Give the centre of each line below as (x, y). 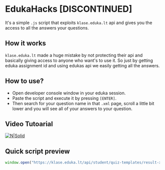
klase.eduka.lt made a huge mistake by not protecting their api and (74, 55)
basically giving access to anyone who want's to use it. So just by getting (79, 60)
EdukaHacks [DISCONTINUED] (69, 9)
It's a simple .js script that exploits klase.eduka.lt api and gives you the (79, 23)
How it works (26, 43)
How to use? (25, 81)
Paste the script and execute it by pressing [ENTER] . (64, 98)
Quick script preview (38, 151)
